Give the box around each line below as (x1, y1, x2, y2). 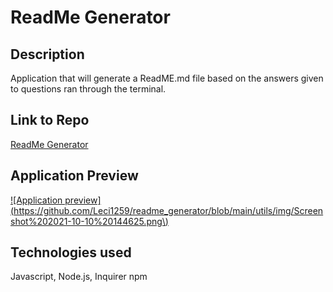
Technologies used (10, 244, 132, 261)
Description (10, 46, 85, 63)
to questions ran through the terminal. (10, 83, 167, 95)
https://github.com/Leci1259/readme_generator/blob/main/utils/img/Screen (13, 204, 324, 216)
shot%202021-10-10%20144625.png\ (10, 215, 166, 227)
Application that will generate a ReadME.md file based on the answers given (10, 72, 324, 84)
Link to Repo (10, 112, 90, 129)
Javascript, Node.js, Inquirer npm (10, 271, 148, 283)
